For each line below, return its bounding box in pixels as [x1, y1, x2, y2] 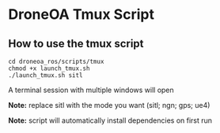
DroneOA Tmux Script [8, 6, 154, 24]
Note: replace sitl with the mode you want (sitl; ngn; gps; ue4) [8, 101, 211, 109]
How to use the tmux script [8, 37, 144, 50]
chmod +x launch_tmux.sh [8, 65, 90, 72]
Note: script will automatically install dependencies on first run [8, 116, 212, 125]
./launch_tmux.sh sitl [8, 72, 83, 79]
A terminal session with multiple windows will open [8, 85, 174, 94]
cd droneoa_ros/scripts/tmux [8, 57, 104, 65]
